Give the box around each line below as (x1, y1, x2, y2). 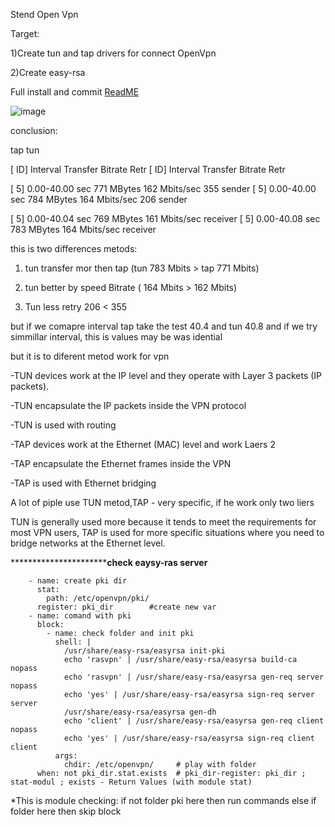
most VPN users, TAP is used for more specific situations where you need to (10, 527, 325, 538)
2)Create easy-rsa (10, 67, 86, 78)
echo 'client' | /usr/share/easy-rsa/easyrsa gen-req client (63, 716, 325, 726)
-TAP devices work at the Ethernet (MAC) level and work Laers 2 (10, 439, 276, 450)
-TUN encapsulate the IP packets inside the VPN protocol (10, 400, 247, 411)
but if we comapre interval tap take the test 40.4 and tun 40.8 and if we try (10, 320, 318, 332)
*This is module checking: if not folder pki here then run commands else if (10, 795, 317, 806)
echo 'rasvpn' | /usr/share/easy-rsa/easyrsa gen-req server (63, 672, 325, 682)
